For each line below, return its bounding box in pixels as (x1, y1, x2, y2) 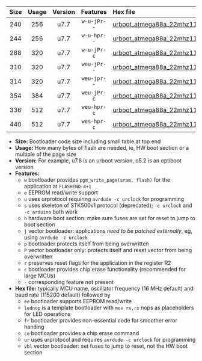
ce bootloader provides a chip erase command (23, 330, 139, 336)
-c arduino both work (23, 208, 78, 215)
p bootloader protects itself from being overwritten (23, 240, 149, 247)
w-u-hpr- (81, 32, 106, 39)
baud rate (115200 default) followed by (14, 291, 111, 298)
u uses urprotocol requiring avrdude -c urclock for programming (23, 196, 185, 202)
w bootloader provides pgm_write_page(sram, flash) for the (23, 176, 171, 183)
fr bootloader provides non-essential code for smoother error (23, 317, 177, 324)
